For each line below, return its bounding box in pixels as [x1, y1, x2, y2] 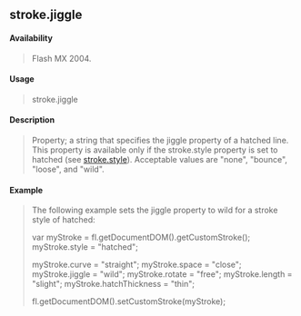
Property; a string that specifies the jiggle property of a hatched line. [31, 135, 289, 145]
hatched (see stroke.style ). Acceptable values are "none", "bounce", [31, 154, 288, 164]
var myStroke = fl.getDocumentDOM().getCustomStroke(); [31, 232, 251, 243]
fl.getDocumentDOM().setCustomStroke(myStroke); [31, 296, 226, 307]
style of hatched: [31, 214, 95, 225]
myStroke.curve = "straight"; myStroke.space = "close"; [31, 259, 243, 271]
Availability [9, 32, 53, 44]
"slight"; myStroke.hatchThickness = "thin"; [31, 279, 196, 290]
